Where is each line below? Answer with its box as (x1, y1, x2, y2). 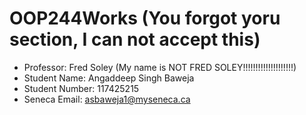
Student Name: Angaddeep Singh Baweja (23, 72, 195, 84)
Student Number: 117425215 (23, 82, 140, 94)
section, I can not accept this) (9, 28, 261, 51)
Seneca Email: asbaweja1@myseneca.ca (23, 93, 191, 105)
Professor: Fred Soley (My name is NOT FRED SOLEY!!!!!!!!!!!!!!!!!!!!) (23, 61, 297, 73)
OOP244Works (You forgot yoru (9, 7, 281, 30)
